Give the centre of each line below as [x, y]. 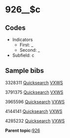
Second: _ [30, 50]
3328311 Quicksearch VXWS [34, 82]
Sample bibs [25, 71]
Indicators [22, 39]
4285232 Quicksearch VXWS [35, 121]
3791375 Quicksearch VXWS [34, 92]
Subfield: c [23, 55]
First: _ [26, 45]
